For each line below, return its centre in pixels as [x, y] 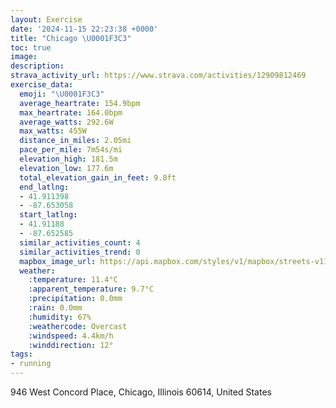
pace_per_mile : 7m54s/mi [71, 150]
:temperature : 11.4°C [73, 280]
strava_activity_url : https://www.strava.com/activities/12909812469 [158, 76]
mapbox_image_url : [58, 261]
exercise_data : [42, 85]
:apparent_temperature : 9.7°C [91, 289]
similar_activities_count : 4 [80, 242]
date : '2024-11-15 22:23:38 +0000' [84, 29]
